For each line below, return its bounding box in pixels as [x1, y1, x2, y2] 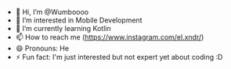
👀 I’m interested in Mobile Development [15, 16, 143, 25]
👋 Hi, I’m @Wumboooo [15, 8, 89, 16]
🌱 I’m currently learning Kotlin [15, 24, 111, 33]
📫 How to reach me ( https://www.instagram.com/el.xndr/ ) [15, 33, 204, 42]
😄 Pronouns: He [15, 43, 69, 53]
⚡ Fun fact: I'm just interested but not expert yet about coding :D [15, 53, 223, 61]
